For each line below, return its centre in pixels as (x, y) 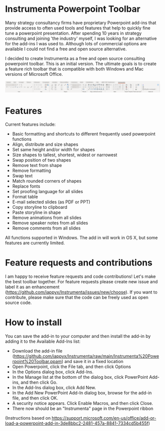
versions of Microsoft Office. (34, 74)
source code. (18, 303)
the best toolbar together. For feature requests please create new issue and (82, 282)
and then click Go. (39, 382)
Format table (25, 197)
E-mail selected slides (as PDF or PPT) (51, 202)
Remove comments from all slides (46, 228)
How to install (34, 322)
